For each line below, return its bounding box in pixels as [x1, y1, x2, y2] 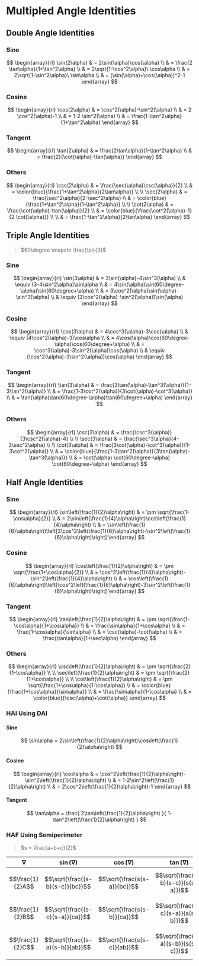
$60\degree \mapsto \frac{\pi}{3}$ [20, 246, 107, 253]
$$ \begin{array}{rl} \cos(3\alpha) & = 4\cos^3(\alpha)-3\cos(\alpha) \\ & [11, 328, 188, 335]
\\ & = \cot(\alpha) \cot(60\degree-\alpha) [69, 454, 171, 461]
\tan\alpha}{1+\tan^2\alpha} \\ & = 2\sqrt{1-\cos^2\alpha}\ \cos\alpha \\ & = [8, 65, 191, 72]
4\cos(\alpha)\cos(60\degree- [115, 334, 190, 342]
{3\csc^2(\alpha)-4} [20, 435, 69, 442]
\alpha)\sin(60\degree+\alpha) [20, 287, 95, 294]
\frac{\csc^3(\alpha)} [120, 428, 172, 436]
